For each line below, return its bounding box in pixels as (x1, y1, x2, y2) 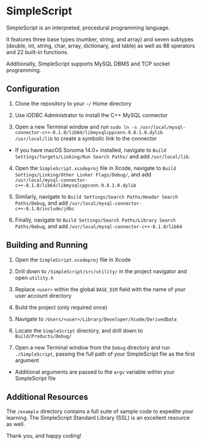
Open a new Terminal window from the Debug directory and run (14, 344, 170, 351)
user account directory (14, 292, 72, 299)
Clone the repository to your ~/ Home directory (14, 100, 132, 107)
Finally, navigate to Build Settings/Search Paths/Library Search (14, 216, 176, 223)
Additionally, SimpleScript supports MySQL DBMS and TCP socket (6, 60, 170, 67)
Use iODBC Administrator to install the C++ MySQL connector (14, 111, 168, 118)
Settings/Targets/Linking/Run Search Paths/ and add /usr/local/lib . (14, 153, 191, 160)
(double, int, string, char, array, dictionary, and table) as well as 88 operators (6, 42, 195, 49)
